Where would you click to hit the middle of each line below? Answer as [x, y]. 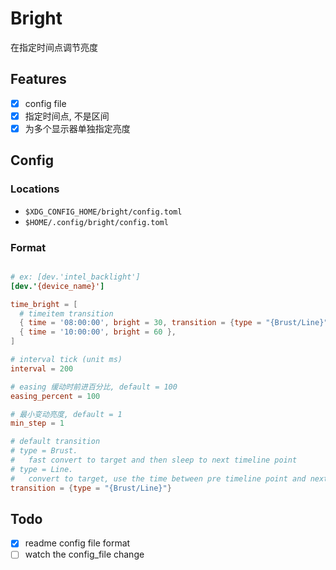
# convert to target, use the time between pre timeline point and [158, 478]
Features [38, 79]
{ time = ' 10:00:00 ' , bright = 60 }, [98, 332]
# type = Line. [42, 469]
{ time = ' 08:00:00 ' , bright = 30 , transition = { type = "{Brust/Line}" [174, 323]
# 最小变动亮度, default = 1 [66, 414]
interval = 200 [42, 368]
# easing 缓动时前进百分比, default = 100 [94, 387]
